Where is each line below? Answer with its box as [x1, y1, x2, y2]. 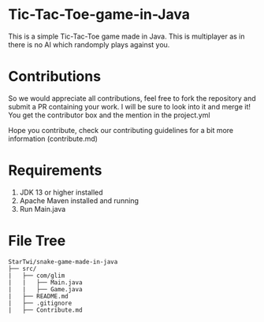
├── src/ [8, 265, 37, 272]
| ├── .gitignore [8, 299, 73, 307]
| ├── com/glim [8, 272, 65, 279]
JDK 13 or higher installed [19, 187, 104, 197]
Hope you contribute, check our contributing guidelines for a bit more [8, 125, 234, 135]
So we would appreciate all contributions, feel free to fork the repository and [8, 93, 256, 103]
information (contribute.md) [8, 134, 99, 143]
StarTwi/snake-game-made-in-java [8, 257, 118, 265]
